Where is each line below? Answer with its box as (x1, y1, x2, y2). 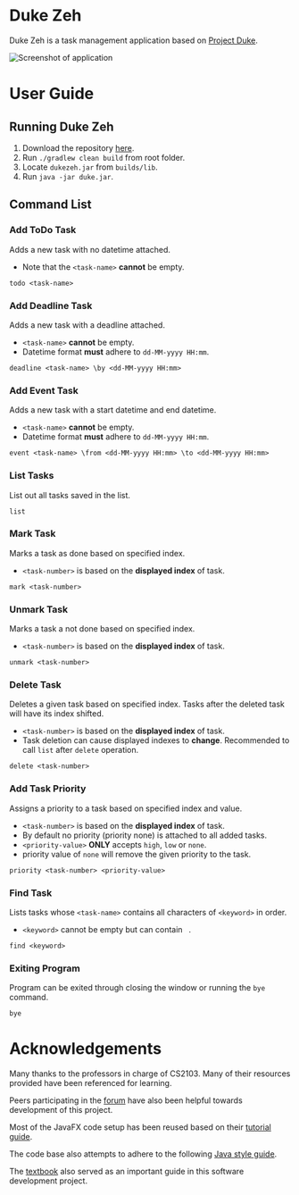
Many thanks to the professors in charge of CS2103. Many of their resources (9, 1068, 291, 1079)
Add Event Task (9, 384, 79, 397)
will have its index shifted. (9, 708, 104, 719)
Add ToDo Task (9, 224, 77, 237)
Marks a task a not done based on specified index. (9, 623, 195, 634)
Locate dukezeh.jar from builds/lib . (21, 162, 158, 172)
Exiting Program (9, 962, 80, 974)
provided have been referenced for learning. (9, 1078, 172, 1089)
